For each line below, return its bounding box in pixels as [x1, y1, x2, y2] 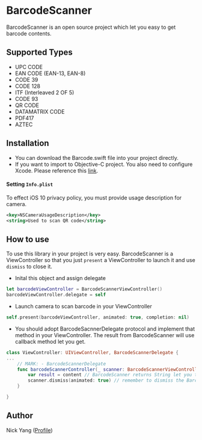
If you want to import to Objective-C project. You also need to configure [14, 160, 193, 168]
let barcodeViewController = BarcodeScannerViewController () [6, 286, 163, 292]
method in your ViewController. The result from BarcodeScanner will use [14, 331, 195, 338]
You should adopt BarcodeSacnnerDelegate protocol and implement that [14, 325, 195, 332]
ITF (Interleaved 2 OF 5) [14, 88, 75, 96]
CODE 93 [14, 95, 38, 102]
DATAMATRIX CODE [14, 108, 65, 115]
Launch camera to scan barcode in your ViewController [14, 303, 152, 310]
